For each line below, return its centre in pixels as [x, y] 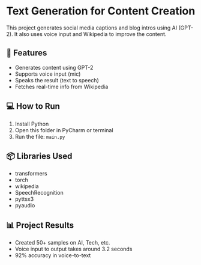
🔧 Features [27, 53]
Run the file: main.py [40, 136]
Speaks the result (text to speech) [57, 80]
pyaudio [25, 206]
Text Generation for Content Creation [101, 11]
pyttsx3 [24, 199]
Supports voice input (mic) [48, 74]
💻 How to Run [33, 106]
